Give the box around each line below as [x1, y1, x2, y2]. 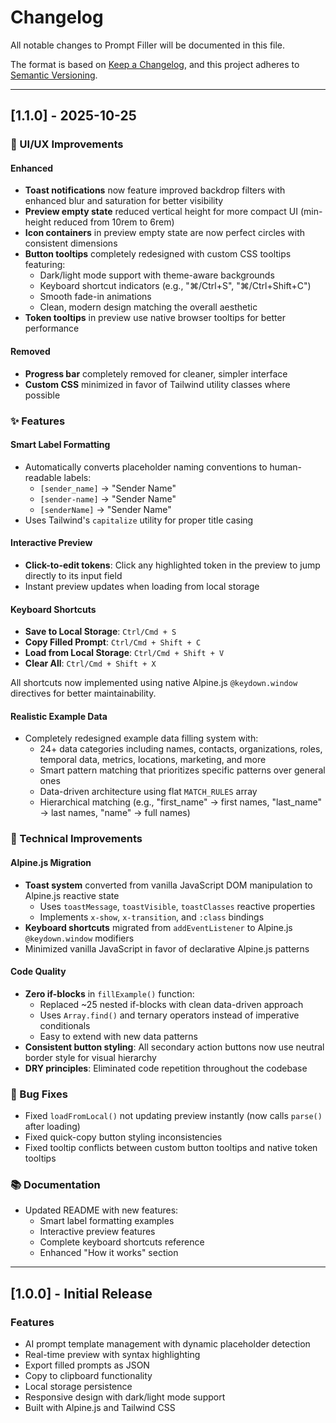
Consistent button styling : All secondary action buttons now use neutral [24, 1041, 325, 1053]
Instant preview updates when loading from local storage [24, 580, 260, 592]
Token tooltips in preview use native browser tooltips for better [24, 312, 286, 324]
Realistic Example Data [10, 710, 108, 722]
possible [24, 389, 61, 401]
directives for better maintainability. [10, 687, 157, 700]
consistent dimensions [24, 237, 118, 250]
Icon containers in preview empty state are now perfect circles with [24, 227, 306, 239]
